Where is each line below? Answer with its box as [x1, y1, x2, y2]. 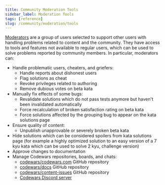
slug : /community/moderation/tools [5, 21, 79, 26]
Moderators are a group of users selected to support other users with [5, 34, 147, 40]
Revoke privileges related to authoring [19, 81, 97, 87]
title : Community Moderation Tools [5, 7, 79, 12]
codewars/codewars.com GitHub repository [19, 159, 109, 165]
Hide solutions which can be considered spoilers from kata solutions [12, 133, 152, 139]
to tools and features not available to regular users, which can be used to [5, 45, 154, 51]
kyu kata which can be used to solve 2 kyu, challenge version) [12, 143, 139, 149]
